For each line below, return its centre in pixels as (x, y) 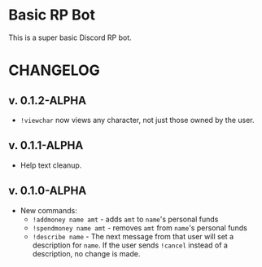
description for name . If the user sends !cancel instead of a (130, 245)
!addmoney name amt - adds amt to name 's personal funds (125, 219)
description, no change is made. (86, 253)
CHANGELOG (54, 70)
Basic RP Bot (52, 15)
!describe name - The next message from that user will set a (133, 236)
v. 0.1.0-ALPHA (48, 191)
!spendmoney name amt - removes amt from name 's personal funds (140, 228)
